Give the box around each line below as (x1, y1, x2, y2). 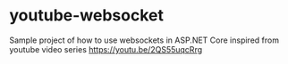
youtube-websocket (9, 5, 164, 26)
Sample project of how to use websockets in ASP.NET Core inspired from (9, 35, 280, 45)
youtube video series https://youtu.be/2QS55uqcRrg (9, 44, 203, 54)
